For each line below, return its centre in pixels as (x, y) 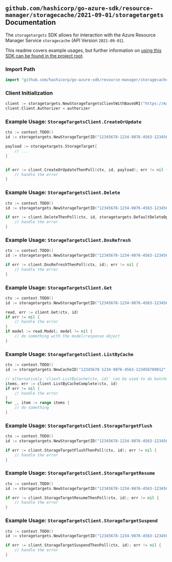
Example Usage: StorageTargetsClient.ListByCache (70, 354)
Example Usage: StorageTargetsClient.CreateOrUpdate (73, 121)
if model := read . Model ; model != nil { (49, 331)
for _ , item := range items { (38, 403)
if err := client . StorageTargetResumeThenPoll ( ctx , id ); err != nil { (82, 498)
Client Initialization (29, 93)
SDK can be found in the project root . (45, 56)
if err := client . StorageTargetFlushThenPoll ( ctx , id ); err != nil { (81, 450)
